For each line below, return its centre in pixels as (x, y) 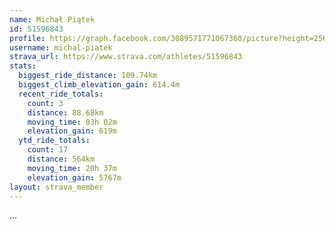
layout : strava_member (56, 187)
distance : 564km (61, 159)
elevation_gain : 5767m (74, 177)
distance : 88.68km (65, 112)
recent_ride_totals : (61, 94)
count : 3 (45, 103)
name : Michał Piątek (52, 19)
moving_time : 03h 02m (72, 122)
